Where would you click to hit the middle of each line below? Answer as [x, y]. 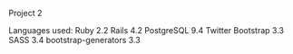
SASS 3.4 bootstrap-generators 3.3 [75, 40]
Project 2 [25, 13]
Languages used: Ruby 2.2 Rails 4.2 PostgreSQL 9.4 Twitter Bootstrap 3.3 [146, 30]
